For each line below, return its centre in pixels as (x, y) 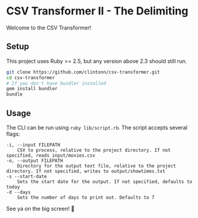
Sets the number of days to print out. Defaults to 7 (86, 197)
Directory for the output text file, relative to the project (97, 166)
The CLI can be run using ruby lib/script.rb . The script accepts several (97, 127)
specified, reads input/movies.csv (51, 155)
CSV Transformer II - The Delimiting (97, 11)
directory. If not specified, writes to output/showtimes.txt (86, 171)
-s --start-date (26, 176)
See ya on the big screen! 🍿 (41, 208)
